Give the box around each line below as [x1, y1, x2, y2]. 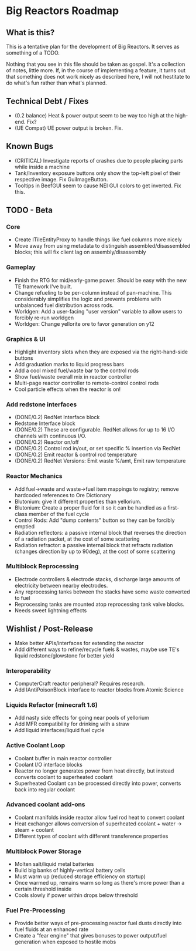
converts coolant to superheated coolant [14, 773, 113, 780]
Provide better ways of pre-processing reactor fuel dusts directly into [14, 920, 182, 927]
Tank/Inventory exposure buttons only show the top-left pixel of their [14, 169, 181, 177]
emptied [14, 522, 35, 530]
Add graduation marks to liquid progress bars [14, 360, 125, 367]
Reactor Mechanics [6, 472, 63, 480]
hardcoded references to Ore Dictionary [14, 491, 111, 498]
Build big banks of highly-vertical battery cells [14, 867, 126, 874]
